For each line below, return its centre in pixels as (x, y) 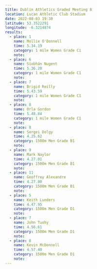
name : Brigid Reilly (34, 86)
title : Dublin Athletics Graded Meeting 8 (48, 10)
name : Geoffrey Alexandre (40, 177)
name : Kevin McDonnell (37, 245)
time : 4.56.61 (28, 227)
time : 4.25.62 (28, 136)
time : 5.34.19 (28, 46)
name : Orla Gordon (32, 109)
